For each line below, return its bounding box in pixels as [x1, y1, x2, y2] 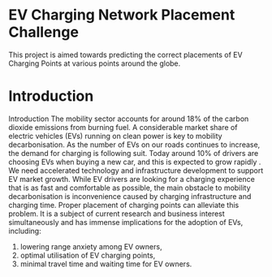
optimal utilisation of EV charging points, [19, 250, 156, 260]
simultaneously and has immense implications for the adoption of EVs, [8, 217, 244, 227]
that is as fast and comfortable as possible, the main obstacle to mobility [8, 183, 251, 193]
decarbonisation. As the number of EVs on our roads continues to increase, [8, 140, 261, 149]
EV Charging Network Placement [8, 6, 235, 24]
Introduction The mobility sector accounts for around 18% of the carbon [8, 114, 249, 123]
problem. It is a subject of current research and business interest [8, 209, 225, 219]
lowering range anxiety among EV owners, [19, 241, 162, 251]
